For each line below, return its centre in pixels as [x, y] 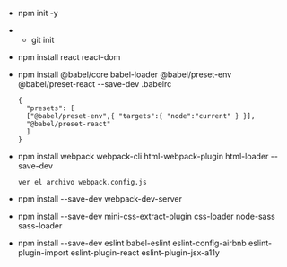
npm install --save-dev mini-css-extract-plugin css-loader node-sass [146, 216]
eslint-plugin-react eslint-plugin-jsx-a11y [145, 253]
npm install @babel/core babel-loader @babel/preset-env [125, 74]
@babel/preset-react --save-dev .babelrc [95, 84]
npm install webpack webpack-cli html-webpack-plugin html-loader [143, 156]
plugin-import [43, 253]
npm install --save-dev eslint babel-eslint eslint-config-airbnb [132, 243]
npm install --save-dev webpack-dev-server [100, 199]
